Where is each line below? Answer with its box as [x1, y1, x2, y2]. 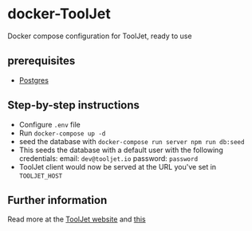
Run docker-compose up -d [18, 128, 106, 138]
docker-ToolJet [7, 5, 111, 23]
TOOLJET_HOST [18, 172, 63, 180]
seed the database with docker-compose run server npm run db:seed [18, 136, 245, 146]
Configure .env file [18, 119, 81, 129]
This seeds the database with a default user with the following [18, 145, 224, 155]
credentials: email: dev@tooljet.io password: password [18, 153, 199, 163]
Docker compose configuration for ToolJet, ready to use [7, 31, 192, 41]
